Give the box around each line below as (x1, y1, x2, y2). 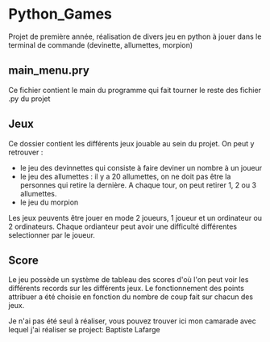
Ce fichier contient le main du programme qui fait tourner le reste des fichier (8, 85, 262, 95)
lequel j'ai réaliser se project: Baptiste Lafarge (8, 325, 160, 335)
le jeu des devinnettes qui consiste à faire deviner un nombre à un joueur (19, 163, 263, 172)
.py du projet (8, 94, 51, 103)
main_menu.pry (8, 64, 90, 78)
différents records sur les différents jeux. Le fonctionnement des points (8, 284, 244, 293)
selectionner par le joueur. (8, 230, 95, 239)
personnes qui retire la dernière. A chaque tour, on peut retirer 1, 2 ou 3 (19, 179, 256, 190)
